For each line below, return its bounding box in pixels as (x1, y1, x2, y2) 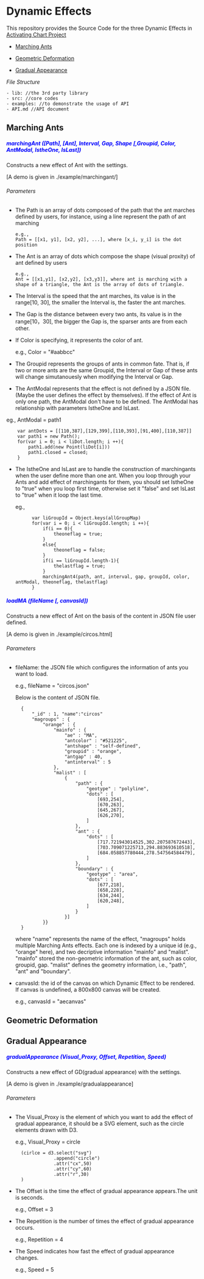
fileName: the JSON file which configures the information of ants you (15, 663, 189, 671)
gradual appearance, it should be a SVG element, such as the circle (15, 1120, 185, 1127)
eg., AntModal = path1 (6, 416, 62, 423)
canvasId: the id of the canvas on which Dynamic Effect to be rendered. (15, 979, 195, 987)
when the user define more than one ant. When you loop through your (15, 472, 191, 479)
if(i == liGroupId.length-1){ (42, 557, 119, 564)
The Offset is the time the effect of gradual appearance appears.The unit (15, 1187, 198, 1194)
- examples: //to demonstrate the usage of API (6, 101, 130, 107)
